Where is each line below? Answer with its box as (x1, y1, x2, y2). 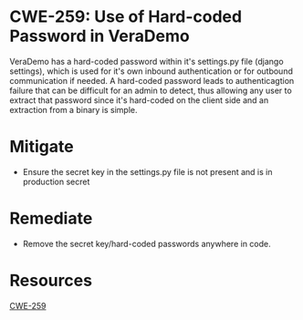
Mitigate (9, 137, 75, 157)
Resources (9, 271, 93, 291)
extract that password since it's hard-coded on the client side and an (9, 94, 269, 106)
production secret (22, 176, 90, 187)
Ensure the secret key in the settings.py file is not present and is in (22, 166, 273, 177)
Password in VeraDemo (9, 26, 190, 46)
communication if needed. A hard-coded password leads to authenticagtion (9, 75, 295, 86)
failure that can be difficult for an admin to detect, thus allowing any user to (9, 85, 292, 96)
